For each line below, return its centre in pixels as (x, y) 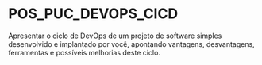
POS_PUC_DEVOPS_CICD (93, 14)
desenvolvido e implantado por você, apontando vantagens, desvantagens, (132, 44)
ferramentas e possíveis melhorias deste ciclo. (85, 52)
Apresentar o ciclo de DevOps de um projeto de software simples (115, 36)
